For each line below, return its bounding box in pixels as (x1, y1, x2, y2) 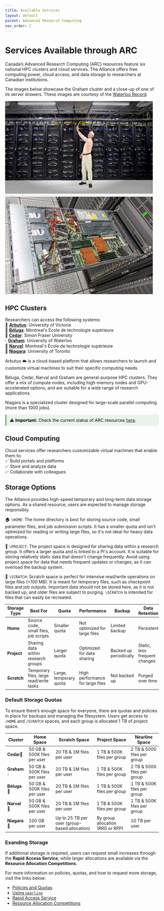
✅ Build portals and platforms (5, 457, 64, 464)
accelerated (5, 385, 29, 390)
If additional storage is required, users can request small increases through (5, 850, 156, 856)
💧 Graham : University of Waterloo (5, 338, 72, 343)
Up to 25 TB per (55, 815, 88, 821)
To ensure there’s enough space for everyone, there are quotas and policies (5, 708, 158, 714)
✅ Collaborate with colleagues (5, 469, 66, 475)
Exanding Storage (5, 839, 48, 846)
